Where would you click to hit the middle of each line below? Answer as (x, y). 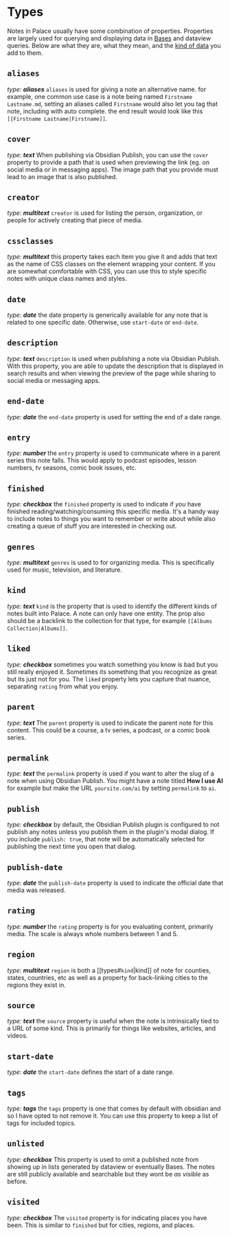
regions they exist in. (37, 985)
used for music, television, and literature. (65, 570)
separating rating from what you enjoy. (63, 686)
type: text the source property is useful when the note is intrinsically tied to (113, 1021)
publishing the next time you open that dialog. (72, 847)
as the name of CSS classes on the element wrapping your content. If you (111, 264)
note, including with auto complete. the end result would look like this (105, 111)
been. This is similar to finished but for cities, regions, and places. (101, 1225)
